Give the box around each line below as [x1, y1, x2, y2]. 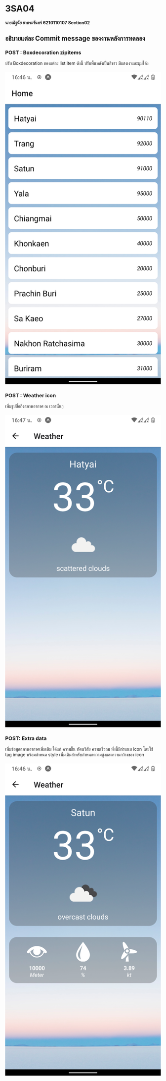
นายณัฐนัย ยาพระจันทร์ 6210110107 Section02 [5, 19, 90, 25]
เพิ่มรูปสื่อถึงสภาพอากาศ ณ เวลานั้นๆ [5, 403, 64, 409]
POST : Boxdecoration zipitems [5, 49, 82, 56]
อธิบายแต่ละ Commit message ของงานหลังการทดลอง [5, 34, 145, 43]
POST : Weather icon [5, 392, 56, 399]
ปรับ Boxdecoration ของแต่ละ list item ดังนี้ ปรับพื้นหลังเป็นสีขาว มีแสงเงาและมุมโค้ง [5, 60, 149, 66]
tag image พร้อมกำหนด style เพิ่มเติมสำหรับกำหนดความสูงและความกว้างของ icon [5, 752, 144, 758]
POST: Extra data [5, 735, 47, 742]
